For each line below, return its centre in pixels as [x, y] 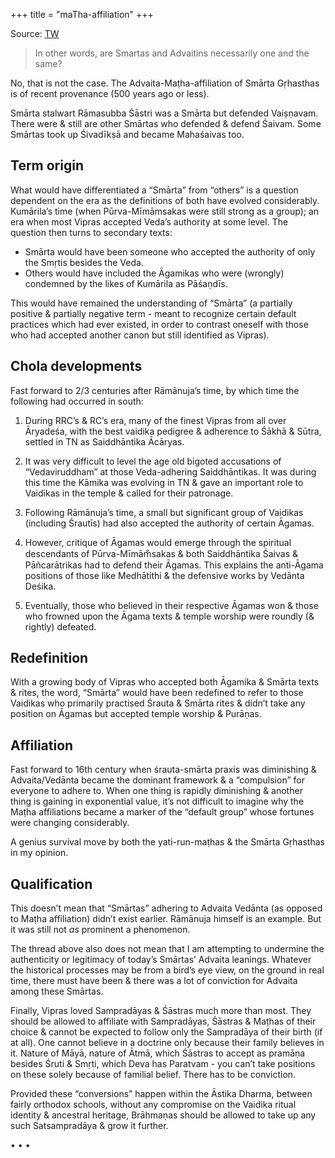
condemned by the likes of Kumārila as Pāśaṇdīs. [126, 283]
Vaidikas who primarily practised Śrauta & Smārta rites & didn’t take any [158, 703]
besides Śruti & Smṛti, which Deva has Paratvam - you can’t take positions [163, 1064]
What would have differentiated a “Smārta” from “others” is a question [154, 190]
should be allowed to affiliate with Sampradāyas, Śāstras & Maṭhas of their [163, 1021]
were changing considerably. [70, 823]
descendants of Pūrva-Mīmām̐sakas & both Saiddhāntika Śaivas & [161, 553]
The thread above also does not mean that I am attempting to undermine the [167, 949]
